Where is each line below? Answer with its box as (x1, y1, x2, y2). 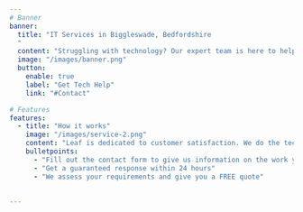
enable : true (25, 72, 75, 81)
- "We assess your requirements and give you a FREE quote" (32, 172, 264, 181)
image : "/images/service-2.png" (25, 130, 147, 140)
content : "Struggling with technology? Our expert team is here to (17, 47, 277, 56)
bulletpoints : (25, 147, 78, 156)
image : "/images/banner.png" (17, 55, 127, 64)
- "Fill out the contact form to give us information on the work (32, 155, 289, 164)
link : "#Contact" (25, 88, 91, 97)
